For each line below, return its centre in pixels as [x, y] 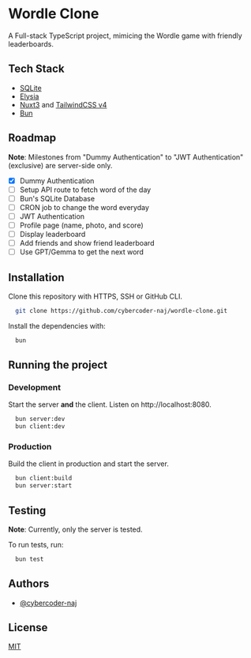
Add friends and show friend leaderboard [87, 243]
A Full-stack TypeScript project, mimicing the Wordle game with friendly [125, 36]
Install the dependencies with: [57, 325]
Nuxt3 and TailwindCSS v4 [63, 104]
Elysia [29, 96]
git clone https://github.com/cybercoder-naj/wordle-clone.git [121, 310]
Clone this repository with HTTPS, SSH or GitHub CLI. [96, 296]
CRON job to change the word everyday [84, 207]
